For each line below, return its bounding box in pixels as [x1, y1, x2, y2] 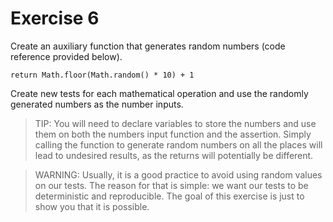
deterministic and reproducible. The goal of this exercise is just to [34, 190, 305, 202]
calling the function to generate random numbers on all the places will [34, 138, 323, 151]
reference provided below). [10, 50, 123, 62]
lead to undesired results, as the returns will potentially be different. [34, 149, 314, 161]
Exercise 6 [10, 7, 100, 30]
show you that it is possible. [34, 200, 150, 212]
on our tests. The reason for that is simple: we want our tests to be [34, 179, 309, 191]
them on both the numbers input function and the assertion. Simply [34, 128, 312, 140]
